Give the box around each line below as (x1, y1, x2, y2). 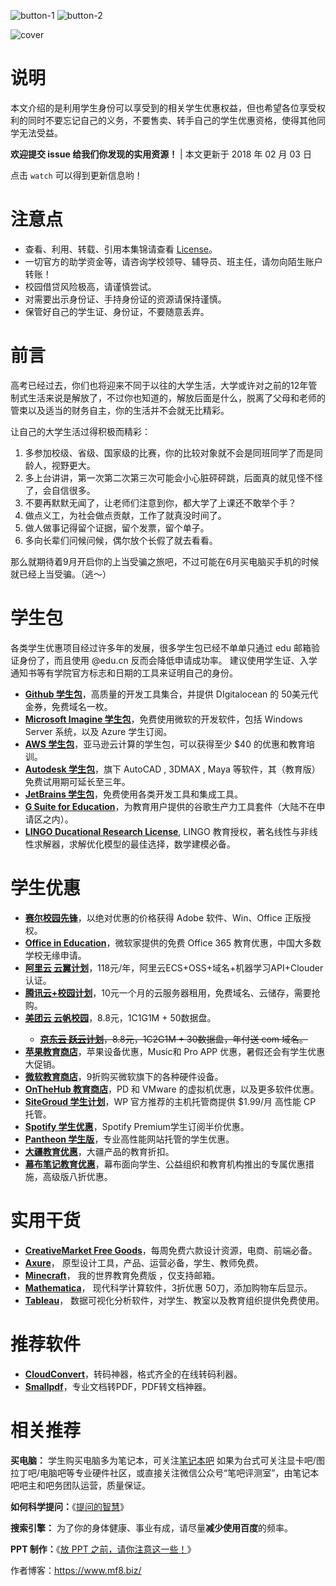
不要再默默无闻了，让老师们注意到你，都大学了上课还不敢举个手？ (24, 496, 297, 509)
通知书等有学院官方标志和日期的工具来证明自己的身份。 (10, 666, 238, 679)
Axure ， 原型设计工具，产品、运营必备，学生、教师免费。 (24, 1256, 264, 1269)
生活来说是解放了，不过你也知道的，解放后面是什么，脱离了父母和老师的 (27, 391, 326, 404)
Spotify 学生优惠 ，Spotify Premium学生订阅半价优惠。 (24, 1120, 250, 1132)
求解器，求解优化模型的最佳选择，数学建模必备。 (33, 838, 236, 850)
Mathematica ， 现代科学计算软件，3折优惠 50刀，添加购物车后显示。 (24, 1281, 313, 1294)
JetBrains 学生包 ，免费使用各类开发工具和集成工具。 (24, 788, 244, 800)
